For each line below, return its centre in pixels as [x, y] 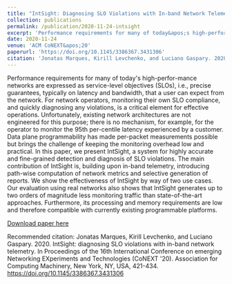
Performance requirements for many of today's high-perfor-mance [102, 78]
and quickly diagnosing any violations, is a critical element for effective [108, 107]
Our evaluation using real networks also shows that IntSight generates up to [115, 187]
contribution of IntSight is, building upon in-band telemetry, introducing [108, 165]
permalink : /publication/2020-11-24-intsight [74, 26]
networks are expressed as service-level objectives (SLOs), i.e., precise [109, 85]
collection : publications [44, 20]
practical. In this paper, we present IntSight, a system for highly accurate [110, 151]
